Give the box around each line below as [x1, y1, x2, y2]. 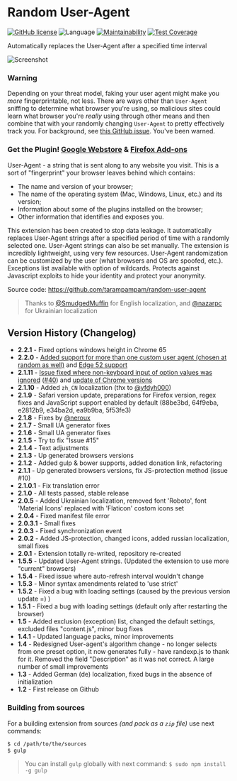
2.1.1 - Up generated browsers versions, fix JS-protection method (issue [17, 466, 229, 475]
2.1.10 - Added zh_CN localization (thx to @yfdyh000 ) [17, 383, 172, 392]
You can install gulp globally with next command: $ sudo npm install [24, 760, 226, 768]
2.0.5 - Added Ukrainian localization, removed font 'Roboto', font [17, 496, 207, 505]
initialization [17, 677, 53, 686]
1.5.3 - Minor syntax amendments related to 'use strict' [17, 579, 178, 588]
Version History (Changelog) [7, 327, 137, 339]
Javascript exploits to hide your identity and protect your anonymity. [7, 271, 207, 280]
